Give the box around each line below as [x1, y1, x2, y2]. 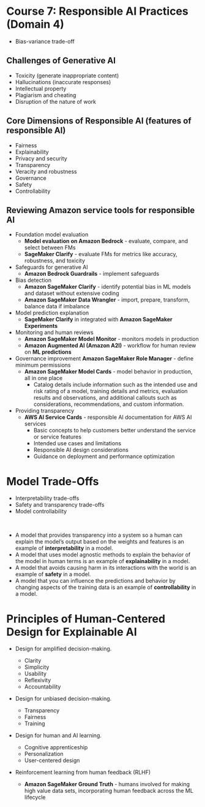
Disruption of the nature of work [15, 98, 97, 105]
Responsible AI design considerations [33, 446, 129, 454]
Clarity [24, 657, 42, 665]
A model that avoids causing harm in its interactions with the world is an [15, 564, 197, 572]
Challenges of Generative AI [6, 55, 116, 66]
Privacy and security [15, 155, 67, 162]
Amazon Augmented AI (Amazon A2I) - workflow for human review [24, 342, 196, 349]
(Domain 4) [6, 17, 64, 31]
